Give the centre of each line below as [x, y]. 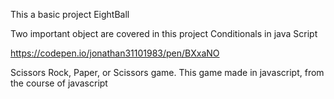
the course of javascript [59, 83]
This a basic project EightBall [70, 14]
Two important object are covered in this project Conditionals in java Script [164, 33]
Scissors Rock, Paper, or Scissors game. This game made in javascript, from [167, 72]
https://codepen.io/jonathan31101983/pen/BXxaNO [115, 53]
